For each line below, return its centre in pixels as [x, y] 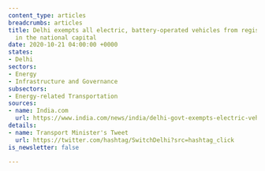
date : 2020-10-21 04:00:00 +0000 [63, 45]
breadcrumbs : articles [45, 23]
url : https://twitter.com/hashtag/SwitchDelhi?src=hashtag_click [125, 140]
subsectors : [28, 89]
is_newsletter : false [44, 147]
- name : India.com [38, 111]
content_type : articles [47, 15]
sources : [22, 103]
